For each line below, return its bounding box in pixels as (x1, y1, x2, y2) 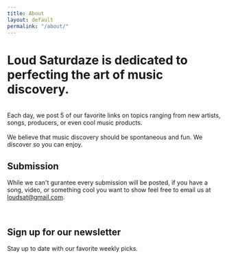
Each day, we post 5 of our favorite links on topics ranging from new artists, (7, 111, 221, 120)
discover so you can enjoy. (7, 140, 83, 149)
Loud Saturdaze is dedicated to (7, 52, 188, 68)
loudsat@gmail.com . (7, 193, 65, 201)
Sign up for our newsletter (7, 226, 121, 238)
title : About (7, 10, 45, 17)
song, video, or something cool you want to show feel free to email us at (7, 186, 211, 194)
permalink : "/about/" (7, 23, 69, 29)
